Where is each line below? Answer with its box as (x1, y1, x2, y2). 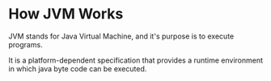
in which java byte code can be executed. (8, 63, 147, 73)
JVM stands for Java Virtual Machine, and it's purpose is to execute (8, 31, 235, 41)
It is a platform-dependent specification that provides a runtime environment (8, 55, 264, 65)
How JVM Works (8, 5, 124, 23)
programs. (8, 39, 43, 49)
